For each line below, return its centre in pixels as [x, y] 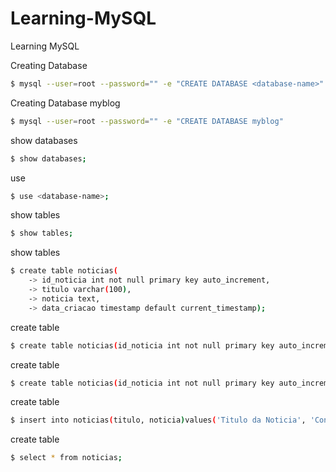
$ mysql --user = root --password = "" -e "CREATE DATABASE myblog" [147, 121]
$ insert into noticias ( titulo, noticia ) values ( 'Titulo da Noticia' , [158, 420]
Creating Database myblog [65, 103]
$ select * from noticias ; [66, 458]
